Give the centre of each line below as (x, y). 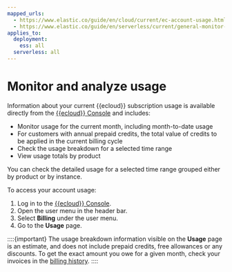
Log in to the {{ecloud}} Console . (64, 203)
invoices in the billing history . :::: (53, 261)
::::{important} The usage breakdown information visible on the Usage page (115, 239)
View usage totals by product (59, 156)
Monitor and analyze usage (87, 87)
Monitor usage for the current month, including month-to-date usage (115, 126)
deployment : (31, 39)
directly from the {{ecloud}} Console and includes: (79, 113)
